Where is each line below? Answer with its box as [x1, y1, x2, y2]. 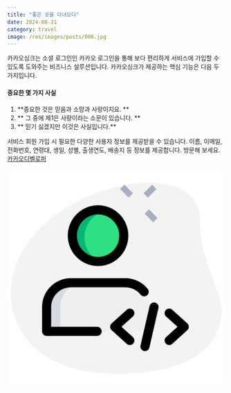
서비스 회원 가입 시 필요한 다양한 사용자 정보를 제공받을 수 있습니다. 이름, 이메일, [7, 137, 223, 146]
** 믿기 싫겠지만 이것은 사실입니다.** [17, 122, 116, 131]
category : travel [7, 26, 57, 33]
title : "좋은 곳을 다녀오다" [7, 11, 80, 18]
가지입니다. [7, 72, 37, 80]
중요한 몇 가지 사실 [7, 88, 57, 97]
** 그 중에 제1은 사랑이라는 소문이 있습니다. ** [17, 114, 141, 122]
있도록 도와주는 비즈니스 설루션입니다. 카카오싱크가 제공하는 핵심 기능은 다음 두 [7, 62, 220, 71]
